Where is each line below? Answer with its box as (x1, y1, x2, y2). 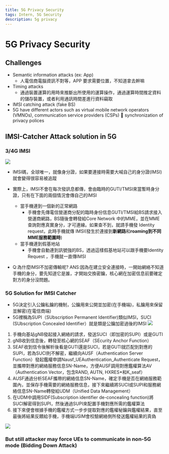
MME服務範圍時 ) (27, 235, 63, 241)
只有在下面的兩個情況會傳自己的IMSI (21, 192, 97, 198)
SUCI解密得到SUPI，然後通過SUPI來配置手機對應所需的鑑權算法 (12, 401, 145, 407)
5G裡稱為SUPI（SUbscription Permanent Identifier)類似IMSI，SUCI (12, 314, 152, 320)
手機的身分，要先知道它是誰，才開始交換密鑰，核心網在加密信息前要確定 (12, 270, 162, 276)
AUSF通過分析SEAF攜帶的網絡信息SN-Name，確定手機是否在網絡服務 (12, 375, 157, 381)
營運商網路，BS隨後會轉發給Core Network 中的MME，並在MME (27, 215, 160, 222)
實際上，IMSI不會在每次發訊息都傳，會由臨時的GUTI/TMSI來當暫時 (12, 186, 151, 192)
